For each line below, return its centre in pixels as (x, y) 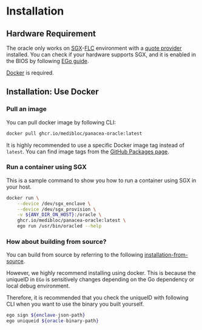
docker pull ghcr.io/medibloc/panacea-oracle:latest (74, 133)
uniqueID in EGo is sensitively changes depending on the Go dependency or (100, 280)
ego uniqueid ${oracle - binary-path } (52, 321)
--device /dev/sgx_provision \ (57, 209)
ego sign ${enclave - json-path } (46, 315)
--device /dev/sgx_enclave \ (54, 204)
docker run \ (23, 198)
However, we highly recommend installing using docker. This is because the (101, 273)
